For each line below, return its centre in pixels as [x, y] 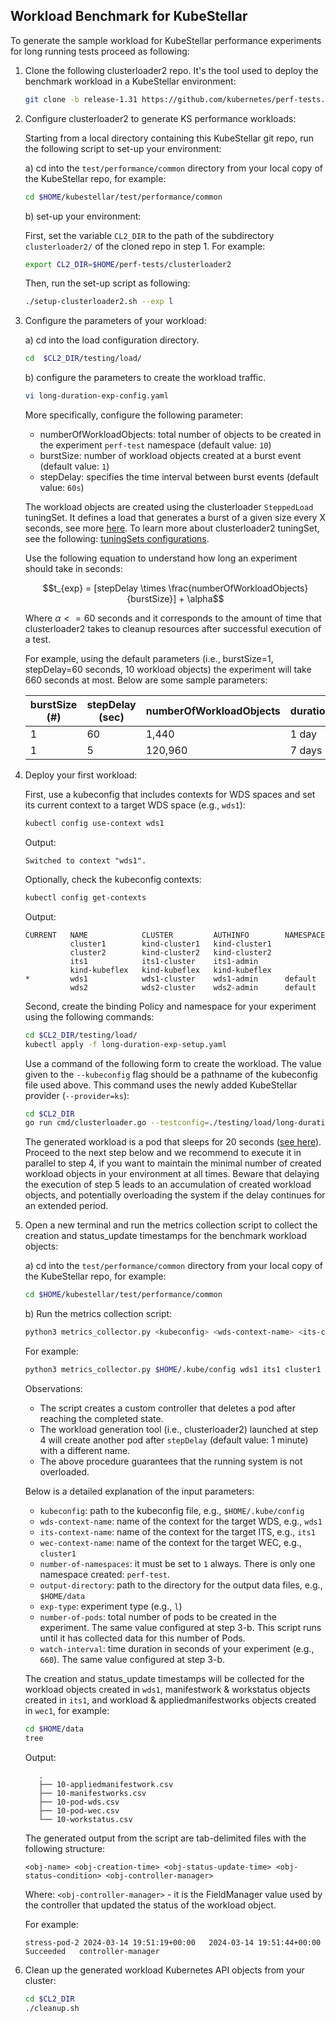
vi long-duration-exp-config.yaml [96, 396]
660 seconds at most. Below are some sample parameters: [146, 680]
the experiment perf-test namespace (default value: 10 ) [155, 445]
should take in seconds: [73, 569]
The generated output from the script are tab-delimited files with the [165, 1838]
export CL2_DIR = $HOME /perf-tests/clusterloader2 [128, 264]
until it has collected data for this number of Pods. [142, 1638]
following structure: [65, 1848]
